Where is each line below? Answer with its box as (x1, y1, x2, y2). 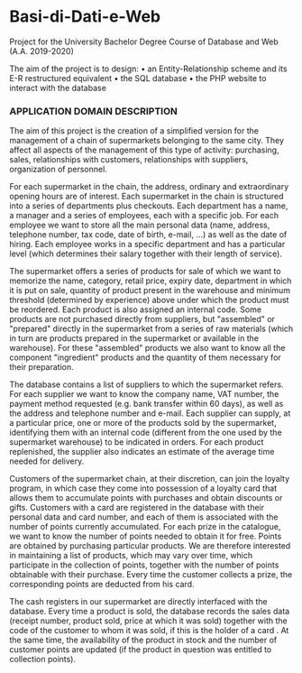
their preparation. (9, 362, 74, 373)
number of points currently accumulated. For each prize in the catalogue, (9, 521, 281, 532)
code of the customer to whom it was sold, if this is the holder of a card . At (9, 625, 289, 636)
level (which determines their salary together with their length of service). (9, 248, 282, 259)
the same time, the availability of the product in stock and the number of (9, 634, 278, 646)
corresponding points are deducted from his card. (9, 579, 196, 590)
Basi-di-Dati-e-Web (9, 6, 161, 27)
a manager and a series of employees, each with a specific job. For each (9, 210, 279, 221)
